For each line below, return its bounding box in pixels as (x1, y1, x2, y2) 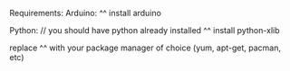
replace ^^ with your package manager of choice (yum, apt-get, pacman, (9, 42, 282, 53)
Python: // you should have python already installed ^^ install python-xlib (9, 25, 280, 35)
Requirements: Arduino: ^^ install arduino (9, 8, 161, 18)
